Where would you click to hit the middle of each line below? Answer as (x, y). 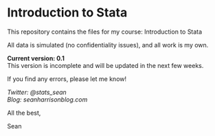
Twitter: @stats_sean (37, 92)
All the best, (24, 113)
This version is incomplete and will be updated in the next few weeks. (105, 65)
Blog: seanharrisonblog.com (47, 99)
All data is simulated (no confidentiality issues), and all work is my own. (108, 45)
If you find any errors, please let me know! (67, 79)
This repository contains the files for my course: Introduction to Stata (105, 32)
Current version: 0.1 (36, 58)
